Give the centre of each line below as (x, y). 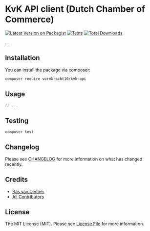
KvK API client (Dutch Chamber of (75, 9)
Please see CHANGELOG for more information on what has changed (74, 159)
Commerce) (30, 19)
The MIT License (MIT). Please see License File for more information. (75, 224)
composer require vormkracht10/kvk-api (46, 79)
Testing (17, 120)
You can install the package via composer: (48, 70)
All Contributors (28, 197)
